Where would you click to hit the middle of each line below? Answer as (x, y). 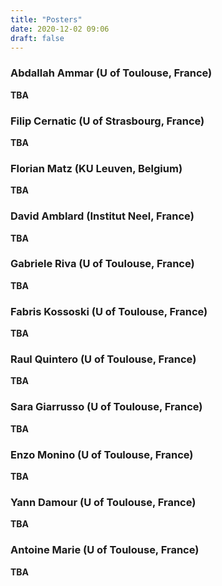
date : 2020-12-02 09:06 (60, 29)
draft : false (37, 38)
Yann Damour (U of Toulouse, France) (103, 502)
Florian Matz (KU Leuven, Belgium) (96, 168)
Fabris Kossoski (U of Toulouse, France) (109, 311)
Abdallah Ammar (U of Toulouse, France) (111, 73)
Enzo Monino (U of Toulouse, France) (102, 454)
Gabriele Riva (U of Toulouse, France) (102, 264)
